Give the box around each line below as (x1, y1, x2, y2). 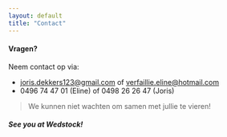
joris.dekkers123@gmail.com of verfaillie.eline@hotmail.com (19, 77, 220, 87)
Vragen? (8, 44, 38, 54)
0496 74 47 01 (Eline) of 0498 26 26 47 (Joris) (19, 86, 175, 95)
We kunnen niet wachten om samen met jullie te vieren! (27, 101, 211, 111)
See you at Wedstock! (8, 119, 83, 129)
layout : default (8, 11, 63, 20)
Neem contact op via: (8, 62, 79, 71)
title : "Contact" (8, 19, 67, 27)
